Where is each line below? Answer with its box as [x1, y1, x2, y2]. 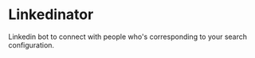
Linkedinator [8, 6, 94, 24]
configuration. [8, 40, 54, 49]
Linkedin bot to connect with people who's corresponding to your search [8, 32, 248, 41]
